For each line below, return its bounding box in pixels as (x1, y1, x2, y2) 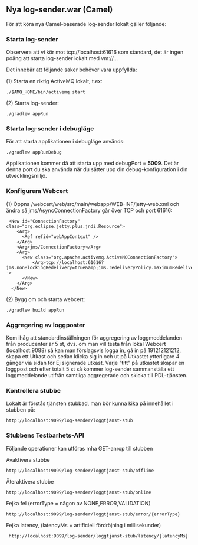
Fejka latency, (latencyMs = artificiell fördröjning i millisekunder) (6, 521, 161, 528)
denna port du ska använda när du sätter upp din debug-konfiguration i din (6, 166, 188, 173)
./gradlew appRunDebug (6, 149, 62, 155)
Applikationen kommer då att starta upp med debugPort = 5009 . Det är (6, 159, 179, 167)
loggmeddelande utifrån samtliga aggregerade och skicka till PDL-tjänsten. (6, 372, 188, 378)
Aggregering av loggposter (6, 321, 85, 329)
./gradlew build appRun (6, 307, 65, 313)
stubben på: (6, 406, 35, 413)
